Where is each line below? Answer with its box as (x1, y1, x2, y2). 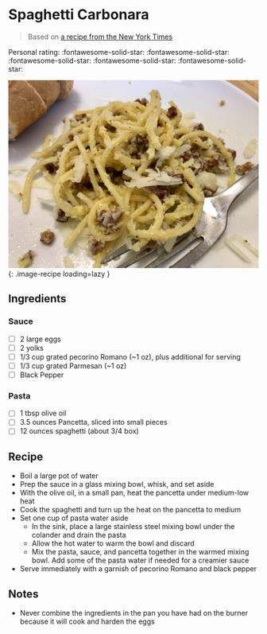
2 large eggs (19, 334, 61, 344)
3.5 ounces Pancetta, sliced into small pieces (19, 418, 168, 427)
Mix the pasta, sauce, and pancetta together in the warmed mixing (31, 547, 250, 557)
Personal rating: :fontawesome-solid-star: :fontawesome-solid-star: (8, 47, 230, 56)
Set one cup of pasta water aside (19, 513, 129, 523)
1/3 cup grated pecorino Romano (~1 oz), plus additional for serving (19, 352, 241, 361)
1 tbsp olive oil (19, 408, 67, 418)
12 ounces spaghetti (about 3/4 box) (19, 426, 139, 436)
